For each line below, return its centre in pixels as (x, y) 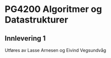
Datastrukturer (37, 20)
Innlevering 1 (25, 38)
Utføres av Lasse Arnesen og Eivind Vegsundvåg (55, 50)
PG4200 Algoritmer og (53, 9)
